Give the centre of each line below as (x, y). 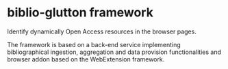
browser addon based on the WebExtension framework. (86, 59)
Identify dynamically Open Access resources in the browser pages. (102, 31)
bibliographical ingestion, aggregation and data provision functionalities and (114, 52)
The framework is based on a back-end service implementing (94, 44)
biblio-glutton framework (80, 13)
